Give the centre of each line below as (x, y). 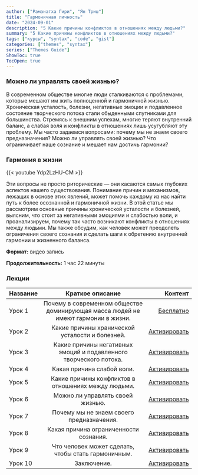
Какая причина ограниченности (93, 430)
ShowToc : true (24, 55)
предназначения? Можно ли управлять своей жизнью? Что (81, 138)
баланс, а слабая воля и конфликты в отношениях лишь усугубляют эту (97, 126)
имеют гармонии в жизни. (93, 318)
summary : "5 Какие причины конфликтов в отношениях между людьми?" (91, 34)
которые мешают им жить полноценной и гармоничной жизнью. (88, 100)
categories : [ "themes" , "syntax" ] (49, 45)
